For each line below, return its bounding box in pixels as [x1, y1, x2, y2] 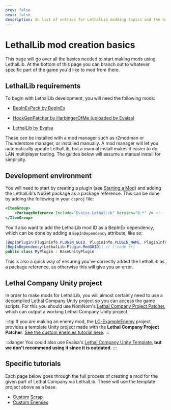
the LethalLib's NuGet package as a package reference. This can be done [5, 190, 160, 196]
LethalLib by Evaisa [12, 125, 53, 131]
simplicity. [5, 156, 26, 163]
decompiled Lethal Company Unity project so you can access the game [5, 298, 155, 304]
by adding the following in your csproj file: [5, 195, 94, 202]
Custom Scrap [12, 394, 43, 400]
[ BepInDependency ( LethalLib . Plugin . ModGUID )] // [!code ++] [5, 244, 136, 249]
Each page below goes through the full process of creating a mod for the [5, 373, 158, 379]
